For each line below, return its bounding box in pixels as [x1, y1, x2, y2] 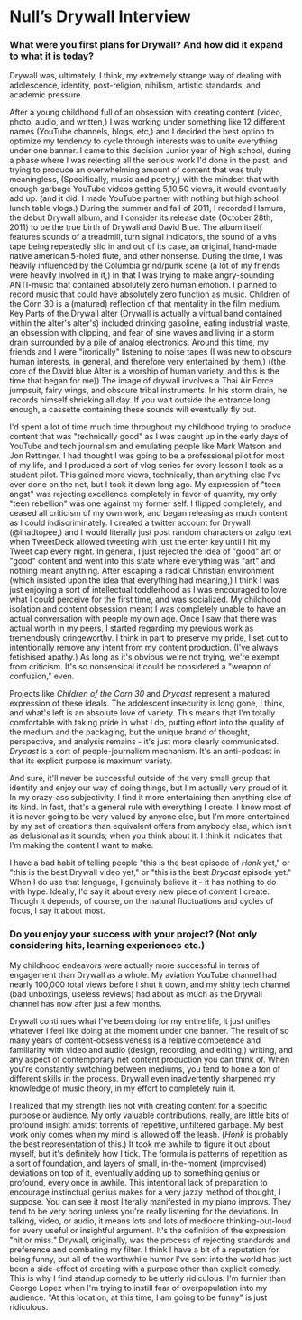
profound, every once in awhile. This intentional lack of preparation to [9, 1177, 268, 1187]
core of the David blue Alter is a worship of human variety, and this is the [9, 365, 279, 376]
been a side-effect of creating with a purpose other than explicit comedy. [9, 1263, 281, 1274]
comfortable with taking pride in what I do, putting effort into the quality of [9, 717, 285, 728]
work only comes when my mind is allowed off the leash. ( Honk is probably [9, 1129, 288, 1140]
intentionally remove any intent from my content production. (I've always [9, 642, 279, 653]
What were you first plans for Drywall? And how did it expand [9, 39, 284, 51]
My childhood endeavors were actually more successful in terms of [9, 959, 260, 971]
